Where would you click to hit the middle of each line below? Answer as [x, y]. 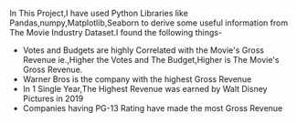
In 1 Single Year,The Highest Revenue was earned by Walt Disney [145, 89]
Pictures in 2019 [53, 98]
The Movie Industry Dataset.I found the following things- [116, 32]
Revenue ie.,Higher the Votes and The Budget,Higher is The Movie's [151, 60]
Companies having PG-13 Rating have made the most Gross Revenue [153, 108]
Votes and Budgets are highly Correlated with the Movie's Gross [143, 50]
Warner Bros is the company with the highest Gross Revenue [137, 79]
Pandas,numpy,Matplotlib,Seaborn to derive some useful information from [149, 23]
